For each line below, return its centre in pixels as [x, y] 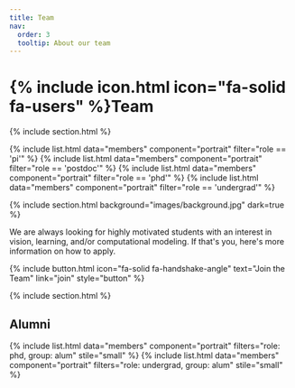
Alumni [30, 324]
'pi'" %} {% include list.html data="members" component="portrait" [136, 159]
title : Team [32, 18]
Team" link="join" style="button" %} [77, 278]
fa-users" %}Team [82, 107]
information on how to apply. [62, 251]
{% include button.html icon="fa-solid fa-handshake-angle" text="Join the [147, 269]
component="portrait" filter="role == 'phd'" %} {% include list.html [134, 178]
